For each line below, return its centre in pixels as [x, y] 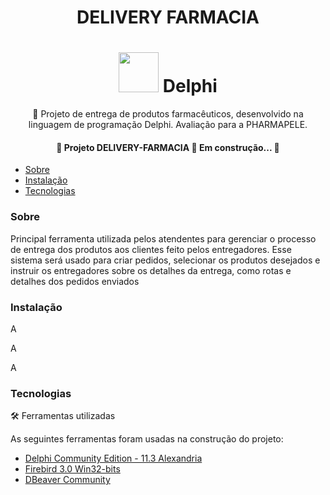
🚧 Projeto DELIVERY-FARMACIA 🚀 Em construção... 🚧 [168, 147]
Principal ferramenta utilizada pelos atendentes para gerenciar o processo [163, 238]
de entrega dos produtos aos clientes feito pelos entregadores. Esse [151, 249]
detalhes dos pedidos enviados [75, 281]
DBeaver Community [67, 480]
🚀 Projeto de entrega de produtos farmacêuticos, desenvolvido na [168, 114]
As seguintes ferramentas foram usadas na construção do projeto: [147, 439]
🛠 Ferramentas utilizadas [63, 416]
